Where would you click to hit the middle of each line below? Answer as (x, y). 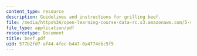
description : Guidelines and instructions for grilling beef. (84, 17)
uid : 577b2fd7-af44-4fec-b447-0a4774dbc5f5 (60, 44)
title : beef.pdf (26, 38)
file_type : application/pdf (40, 28)
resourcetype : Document (35, 33)
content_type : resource (35, 11)
